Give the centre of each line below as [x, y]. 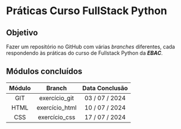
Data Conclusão [105, 88]
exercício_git [57, 98]
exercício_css [56, 117]
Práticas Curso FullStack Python [87, 11]
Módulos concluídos [44, 72]
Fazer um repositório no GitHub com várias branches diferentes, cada [90, 47]
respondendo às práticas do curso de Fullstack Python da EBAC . [85, 53]
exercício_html [56, 107]
